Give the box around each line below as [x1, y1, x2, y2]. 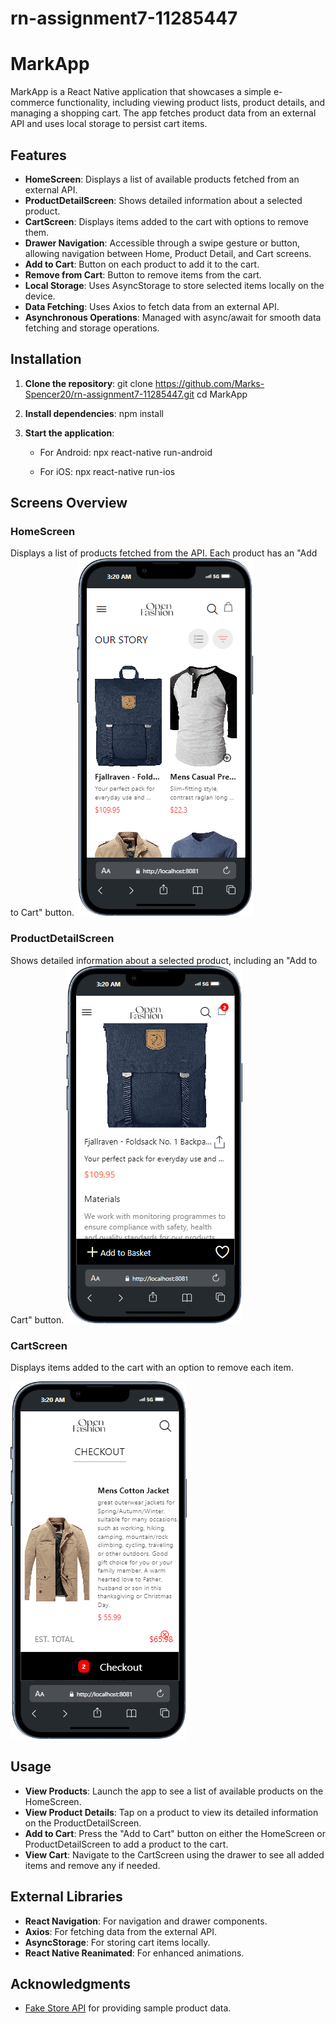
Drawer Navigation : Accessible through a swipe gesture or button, [24, 237, 300, 249]
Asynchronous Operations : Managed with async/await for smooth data [24, 311, 322, 323]
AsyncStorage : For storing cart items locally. [24, 1936, 211, 1948]
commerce [10, 97, 55, 109]
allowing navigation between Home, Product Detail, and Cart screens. [24, 247, 312, 259]
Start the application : [24, 427, 115, 439]
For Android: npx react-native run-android [39, 446, 213, 458]
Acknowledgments [10, 1976, 132, 1993]
